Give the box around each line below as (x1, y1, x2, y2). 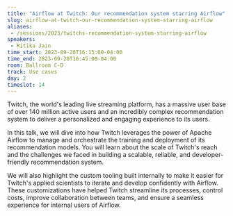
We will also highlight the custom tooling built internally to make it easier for (7, 172, 224, 180)
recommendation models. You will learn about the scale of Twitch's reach (7, 143, 218, 151)
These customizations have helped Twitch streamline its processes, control (7, 186, 223, 194)
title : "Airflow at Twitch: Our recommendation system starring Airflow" (7, 10, 226, 17)
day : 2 (7, 74, 26, 82)
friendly (7, 158, 30, 167)
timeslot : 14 (7, 81, 45, 88)
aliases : (7, 23, 33, 30)
